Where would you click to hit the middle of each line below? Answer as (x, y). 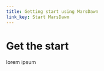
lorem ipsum (21, 62)
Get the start (38, 46)
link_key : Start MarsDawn (38, 17)
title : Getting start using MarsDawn (52, 11)
